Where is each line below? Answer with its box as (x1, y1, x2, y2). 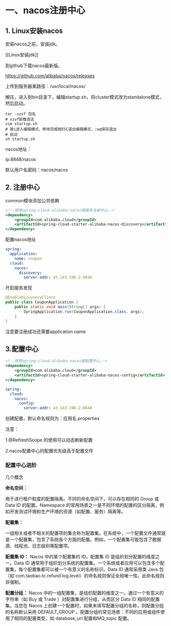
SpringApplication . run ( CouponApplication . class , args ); (23, 309, 145, 314)
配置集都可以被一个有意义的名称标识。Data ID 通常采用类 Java (27, 567, 158, 573)
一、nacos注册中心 (5, 5, 85, 16)
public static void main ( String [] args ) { (14, 305, 106, 310)
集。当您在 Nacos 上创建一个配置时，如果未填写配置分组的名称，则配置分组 (5, 603, 164, 609)
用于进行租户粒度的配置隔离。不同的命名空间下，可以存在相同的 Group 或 (5, 496, 159, 502)
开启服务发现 (5, 285, 32, 291)
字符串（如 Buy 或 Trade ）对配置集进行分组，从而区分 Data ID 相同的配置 (5, 596, 160, 603)
